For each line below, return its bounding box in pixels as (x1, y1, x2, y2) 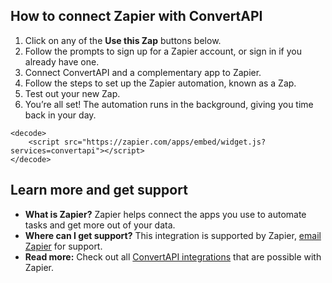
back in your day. (24, 109, 97, 121)
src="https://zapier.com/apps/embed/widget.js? (63, 137, 267, 147)
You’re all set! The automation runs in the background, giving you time (24, 98, 314, 110)
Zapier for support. (24, 240, 103, 252)
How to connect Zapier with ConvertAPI (10, 8, 263, 25)
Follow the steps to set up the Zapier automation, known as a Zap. (24, 77, 297, 89)
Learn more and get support (10, 182, 188, 199)
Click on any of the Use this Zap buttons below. (24, 34, 222, 46)
